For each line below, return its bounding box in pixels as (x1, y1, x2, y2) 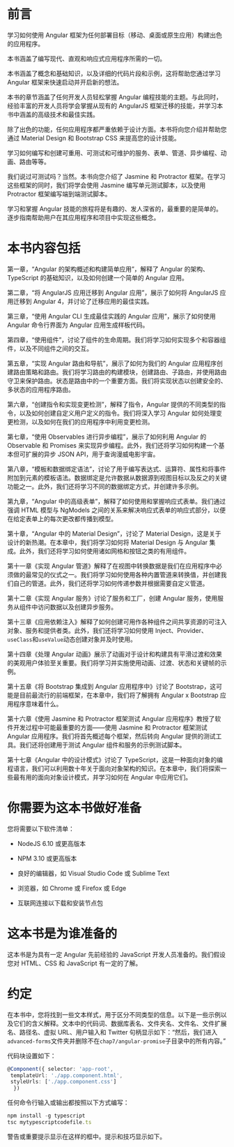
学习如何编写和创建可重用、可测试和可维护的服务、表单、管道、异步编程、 (7, 148, 221, 157)
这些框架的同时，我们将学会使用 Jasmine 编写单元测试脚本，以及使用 (7, 181, 206, 189)
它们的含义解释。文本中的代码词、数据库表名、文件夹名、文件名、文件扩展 (13, 1019, 227, 1028)
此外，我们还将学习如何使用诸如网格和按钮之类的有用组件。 (19, 546, 190, 555)
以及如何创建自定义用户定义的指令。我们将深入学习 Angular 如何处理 (19, 409, 217, 417)
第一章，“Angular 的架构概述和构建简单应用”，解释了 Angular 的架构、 (7, 265, 209, 273)
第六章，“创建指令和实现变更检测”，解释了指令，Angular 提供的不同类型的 (7, 400, 220, 409)
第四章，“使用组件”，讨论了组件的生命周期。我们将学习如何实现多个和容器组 (7, 335, 226, 344)
